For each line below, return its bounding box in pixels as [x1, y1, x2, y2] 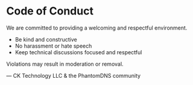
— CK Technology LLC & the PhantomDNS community [6, 72, 141, 79]
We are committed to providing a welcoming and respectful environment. [6, 24, 188, 31]
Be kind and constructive [14, 36, 77, 43]
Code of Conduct [6, 4, 93, 18]
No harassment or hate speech [14, 42, 92, 49]
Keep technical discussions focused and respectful [14, 48, 142, 55]
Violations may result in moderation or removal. [6, 60, 124, 68]
